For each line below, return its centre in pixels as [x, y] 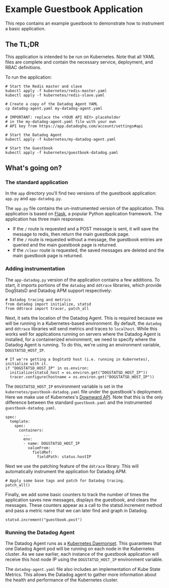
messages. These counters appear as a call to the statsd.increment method [84, 505]
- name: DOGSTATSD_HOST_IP [52, 443]
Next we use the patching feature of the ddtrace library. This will [72, 466]
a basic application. [25, 28]
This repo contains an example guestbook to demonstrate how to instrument [85, 23]
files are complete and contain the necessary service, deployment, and [79, 62]
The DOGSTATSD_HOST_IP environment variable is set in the [64, 386]
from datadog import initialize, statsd [48, 304]
